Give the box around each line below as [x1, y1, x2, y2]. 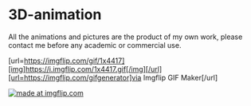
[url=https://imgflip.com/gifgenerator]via [8, 73, 142, 82]
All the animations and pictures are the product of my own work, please [8, 32, 243, 41]
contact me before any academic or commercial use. [8, 40, 182, 49]
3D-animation [8, 6, 102, 24]
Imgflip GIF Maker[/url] [143, 73, 218, 82]
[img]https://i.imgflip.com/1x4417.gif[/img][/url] [8, 64, 163, 73]
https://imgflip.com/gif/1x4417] [23, 56, 125, 65]
